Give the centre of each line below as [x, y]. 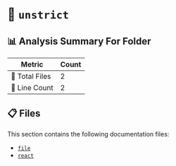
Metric [32, 64]
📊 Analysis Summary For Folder [79, 41]
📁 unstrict [38, 14]
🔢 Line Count [32, 88]
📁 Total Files [31, 76]
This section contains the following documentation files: [88, 134]
